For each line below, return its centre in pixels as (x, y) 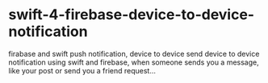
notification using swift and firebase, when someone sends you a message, (134, 62)
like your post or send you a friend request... (82, 70)
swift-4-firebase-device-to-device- (132, 15)
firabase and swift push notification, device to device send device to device (134, 53)
